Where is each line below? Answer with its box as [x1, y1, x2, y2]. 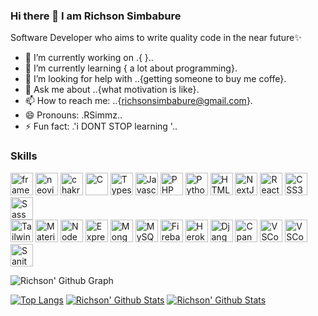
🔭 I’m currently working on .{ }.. [24, 52, 154, 64]
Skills [10, 149, 38, 163]
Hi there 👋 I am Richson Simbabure [10, 9, 182, 23]
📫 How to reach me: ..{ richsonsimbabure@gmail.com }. [24, 95, 253, 107]
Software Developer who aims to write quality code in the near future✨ [10, 32, 302, 44]
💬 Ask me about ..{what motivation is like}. [24, 84, 200, 96]
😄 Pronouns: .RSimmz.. [24, 109, 123, 121]
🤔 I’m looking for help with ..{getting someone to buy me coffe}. [24, 73, 287, 85]
